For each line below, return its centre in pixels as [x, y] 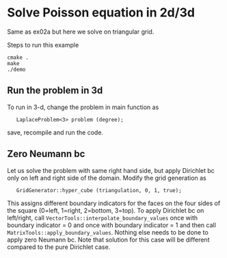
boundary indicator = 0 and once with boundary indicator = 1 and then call [112, 225]
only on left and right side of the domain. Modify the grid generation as [107, 178]
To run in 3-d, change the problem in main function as [83, 107]
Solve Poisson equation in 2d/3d [101, 13]
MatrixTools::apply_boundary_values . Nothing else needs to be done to [108, 232]
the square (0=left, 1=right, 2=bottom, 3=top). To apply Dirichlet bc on [106, 210]
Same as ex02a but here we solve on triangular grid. [81, 32]
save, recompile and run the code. [55, 132]
